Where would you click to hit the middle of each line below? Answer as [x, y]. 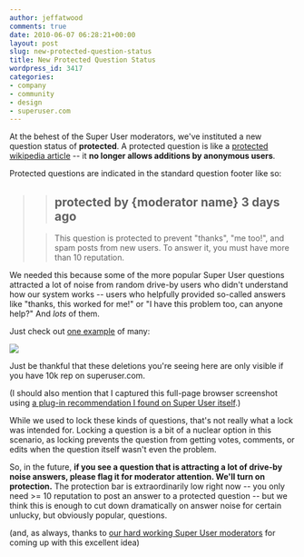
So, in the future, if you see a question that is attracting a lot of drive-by [146, 467]
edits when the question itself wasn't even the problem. [113, 450]
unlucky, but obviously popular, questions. [88, 515]
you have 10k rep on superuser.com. [77, 376]
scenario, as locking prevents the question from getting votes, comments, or [152, 440]
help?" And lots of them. [54, 313]
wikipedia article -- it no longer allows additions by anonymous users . [142, 156]
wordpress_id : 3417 [46, 69]
